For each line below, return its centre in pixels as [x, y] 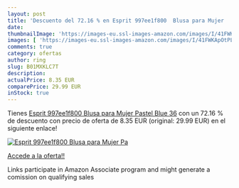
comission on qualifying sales [51, 177]
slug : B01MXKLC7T [33, 67]
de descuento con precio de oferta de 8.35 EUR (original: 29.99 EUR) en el [117, 121]
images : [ [22, 40]
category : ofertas [34, 54]
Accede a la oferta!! [36, 156]
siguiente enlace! [32, 128]
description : [27, 73]
